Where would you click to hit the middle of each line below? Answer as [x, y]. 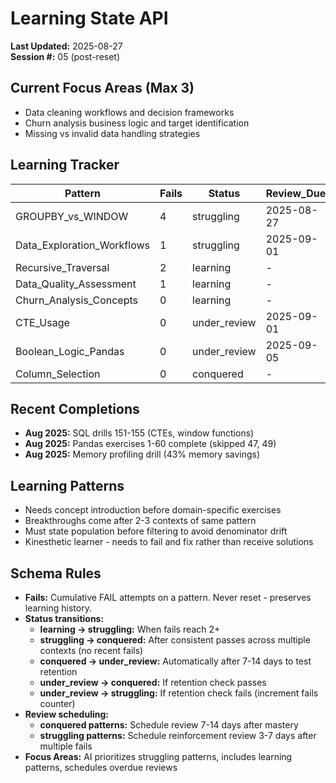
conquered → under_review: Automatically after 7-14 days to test [175, 661]
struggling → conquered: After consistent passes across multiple [175, 640]
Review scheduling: [66, 714]
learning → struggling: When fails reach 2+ [130, 629]
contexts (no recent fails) [91, 650]
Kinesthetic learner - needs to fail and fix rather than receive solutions [169, 542]
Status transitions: [64, 618]
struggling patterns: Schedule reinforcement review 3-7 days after [178, 735]
